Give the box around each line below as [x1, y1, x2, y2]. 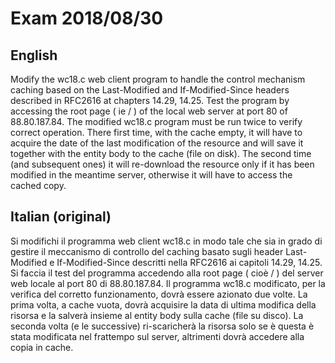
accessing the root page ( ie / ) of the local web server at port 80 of [10, 105, 288, 117]
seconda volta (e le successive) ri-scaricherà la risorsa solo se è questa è [10, 320, 315, 332]
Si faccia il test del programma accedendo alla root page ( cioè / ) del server [10, 267, 324, 279]
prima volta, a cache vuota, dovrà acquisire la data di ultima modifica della [10, 298, 317, 311]
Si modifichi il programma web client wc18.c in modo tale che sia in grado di [10, 235, 323, 247]
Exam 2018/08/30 [10, 7, 164, 30]
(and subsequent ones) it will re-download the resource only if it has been [10, 158, 315, 170]
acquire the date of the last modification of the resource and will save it [10, 137, 304, 149]
